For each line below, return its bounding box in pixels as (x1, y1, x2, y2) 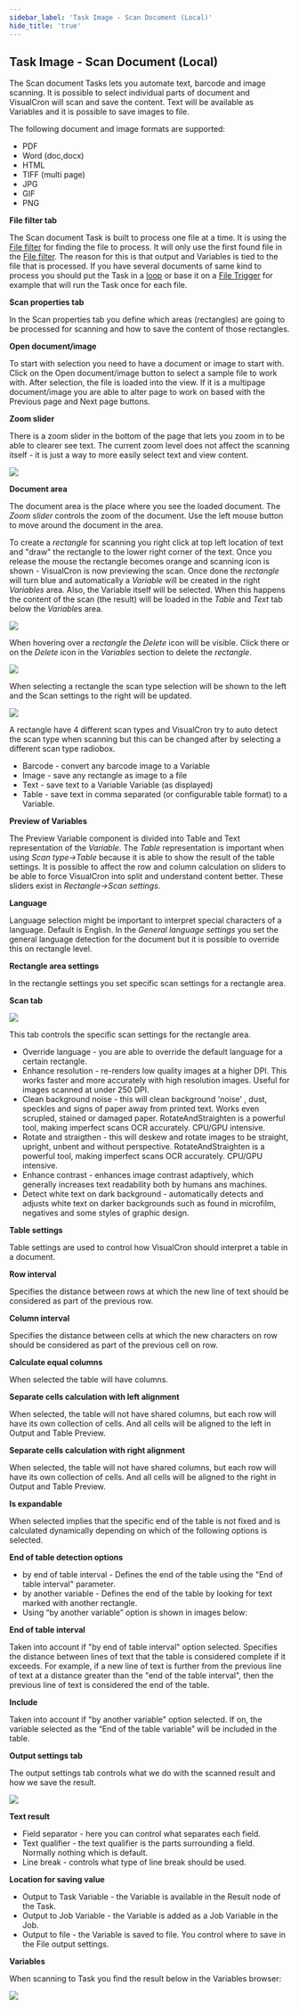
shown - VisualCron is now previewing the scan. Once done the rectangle (9, 565, 279, 576)
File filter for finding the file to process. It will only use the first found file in (9, 242, 283, 252)
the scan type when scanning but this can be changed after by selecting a (9, 734, 281, 745)
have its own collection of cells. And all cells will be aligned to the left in (9, 1419, 271, 1429)
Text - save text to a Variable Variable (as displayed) (21, 779, 214, 790)
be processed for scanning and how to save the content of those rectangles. (9, 324, 290, 334)
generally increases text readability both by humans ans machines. (21, 1179, 268, 1190)
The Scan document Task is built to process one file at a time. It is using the (9, 233, 287, 243)
